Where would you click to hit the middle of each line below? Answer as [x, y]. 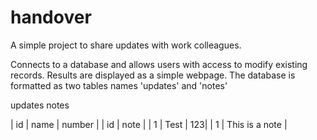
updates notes [40, 105]
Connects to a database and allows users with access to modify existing [159, 64]
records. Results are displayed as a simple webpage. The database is [153, 75]
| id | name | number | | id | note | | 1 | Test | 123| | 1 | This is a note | [149, 124]
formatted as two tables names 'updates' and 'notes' [119, 85]
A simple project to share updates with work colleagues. [126, 45]
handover [51, 17]
